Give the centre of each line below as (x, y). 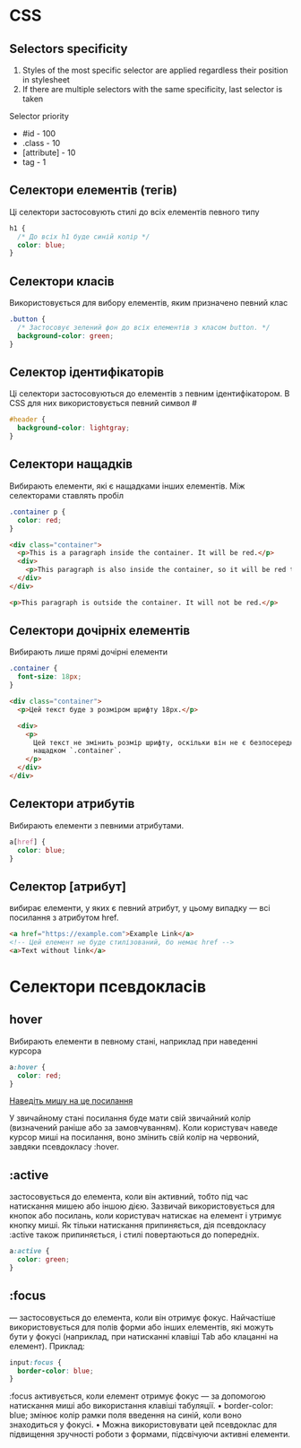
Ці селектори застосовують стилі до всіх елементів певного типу (134, 212)
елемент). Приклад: (47, 1346)
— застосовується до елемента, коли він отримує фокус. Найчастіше (142, 1317)
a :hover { (28, 1067)
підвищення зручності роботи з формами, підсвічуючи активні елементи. (150, 1435)
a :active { (30, 1252)
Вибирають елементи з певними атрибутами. (97, 825)
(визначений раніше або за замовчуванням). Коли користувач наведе (143, 1128)
